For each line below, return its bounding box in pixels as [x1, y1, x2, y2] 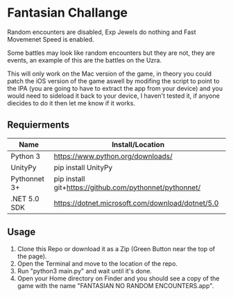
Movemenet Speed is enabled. [7, 35, 95, 43]
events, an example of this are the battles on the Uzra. [7, 56, 162, 64]
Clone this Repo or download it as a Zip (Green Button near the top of [17, 244, 216, 253]
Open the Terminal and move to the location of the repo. [17, 259, 178, 268]
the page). [17, 252, 47, 260]
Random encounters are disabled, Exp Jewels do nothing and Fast [7, 28, 196, 36]
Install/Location [112, 139, 165, 149]
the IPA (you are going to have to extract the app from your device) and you [7, 84, 223, 92]
